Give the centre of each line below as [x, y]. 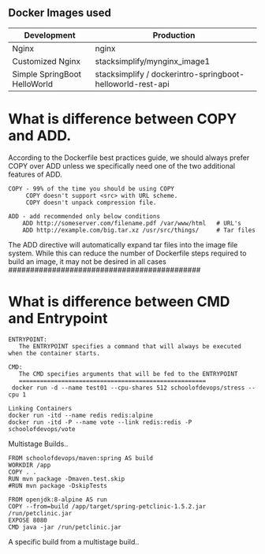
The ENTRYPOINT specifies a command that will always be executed [130, 346]
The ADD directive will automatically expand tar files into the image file [123, 244]
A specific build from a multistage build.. [74, 541]
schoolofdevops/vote [42, 429]
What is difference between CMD [119, 301]
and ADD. [40, 136]
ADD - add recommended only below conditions [84, 216]
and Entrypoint [58, 318]
